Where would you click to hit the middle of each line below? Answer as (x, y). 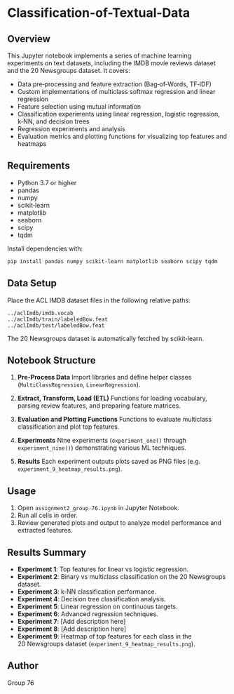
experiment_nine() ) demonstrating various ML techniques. (102, 448)
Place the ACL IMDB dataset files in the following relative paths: (99, 300)
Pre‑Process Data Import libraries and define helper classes (104, 378)
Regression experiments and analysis (71, 129)
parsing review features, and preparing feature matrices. (99, 406)
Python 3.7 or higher (47, 182)
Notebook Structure (51, 360)
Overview (29, 39)
